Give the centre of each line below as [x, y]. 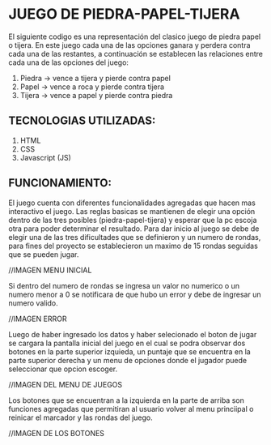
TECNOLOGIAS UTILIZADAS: [82, 121]
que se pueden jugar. [44, 254]
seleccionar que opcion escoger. [63, 369]
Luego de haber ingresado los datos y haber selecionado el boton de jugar [133, 334]
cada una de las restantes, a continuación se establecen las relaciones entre [135, 53]
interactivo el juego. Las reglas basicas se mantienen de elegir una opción [132, 211]
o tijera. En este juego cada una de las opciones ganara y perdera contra [129, 45]
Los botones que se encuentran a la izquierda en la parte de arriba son [126, 400]
